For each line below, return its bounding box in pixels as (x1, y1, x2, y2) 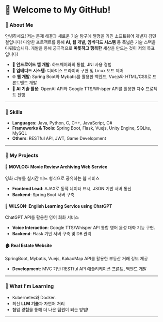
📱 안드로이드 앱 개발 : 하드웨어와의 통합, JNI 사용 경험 (12, 61, 112, 67)
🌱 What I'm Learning (5, 283, 54, 290)
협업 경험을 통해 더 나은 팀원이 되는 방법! (12, 307, 89, 312)
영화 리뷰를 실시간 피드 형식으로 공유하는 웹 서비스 (5, 175, 99, 181)
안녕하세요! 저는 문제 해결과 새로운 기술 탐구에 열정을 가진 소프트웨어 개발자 (5, 33, 147, 39)
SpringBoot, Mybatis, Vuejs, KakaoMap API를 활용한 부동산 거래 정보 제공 (5, 256, 148, 261)
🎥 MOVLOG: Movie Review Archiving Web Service (5, 164, 108, 170)
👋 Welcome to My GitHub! (5, 4, 111, 15)
